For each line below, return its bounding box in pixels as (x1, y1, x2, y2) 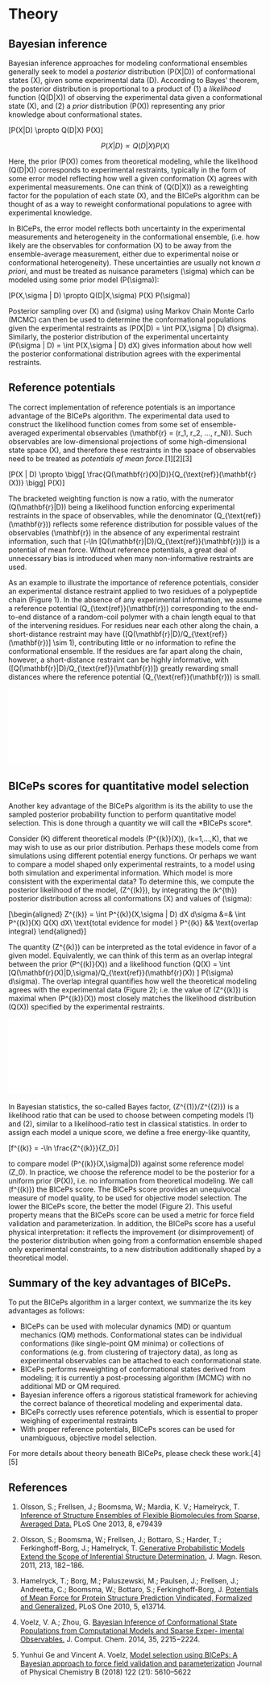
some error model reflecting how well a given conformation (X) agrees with (8, 174, 258, 183)
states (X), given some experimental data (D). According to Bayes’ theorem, (8, 76, 260, 85)
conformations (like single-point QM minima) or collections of (19, 1339, 224, 1349)
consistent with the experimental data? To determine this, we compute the (8, 876, 255, 886)
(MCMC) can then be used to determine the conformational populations (8, 315, 247, 324)
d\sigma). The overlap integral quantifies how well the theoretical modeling (8, 976, 257, 986)
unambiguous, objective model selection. (19, 1433, 157, 1443)
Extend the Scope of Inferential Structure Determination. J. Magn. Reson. (19, 1552, 263, 1562)
